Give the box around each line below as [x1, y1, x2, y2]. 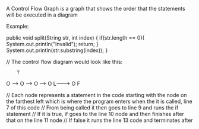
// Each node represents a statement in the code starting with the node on [6, 92, 187, 98]
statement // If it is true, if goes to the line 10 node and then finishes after [6, 111, 184, 117]
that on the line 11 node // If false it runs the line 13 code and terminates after [6, 117, 193, 124]
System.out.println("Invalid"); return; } [6, 41, 99, 47]
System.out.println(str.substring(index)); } [6, 47, 108, 54]
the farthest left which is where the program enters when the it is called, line [6, 98, 192, 105]
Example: [6, 23, 29, 30]
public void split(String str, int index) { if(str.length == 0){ [6, 34, 145, 41]
